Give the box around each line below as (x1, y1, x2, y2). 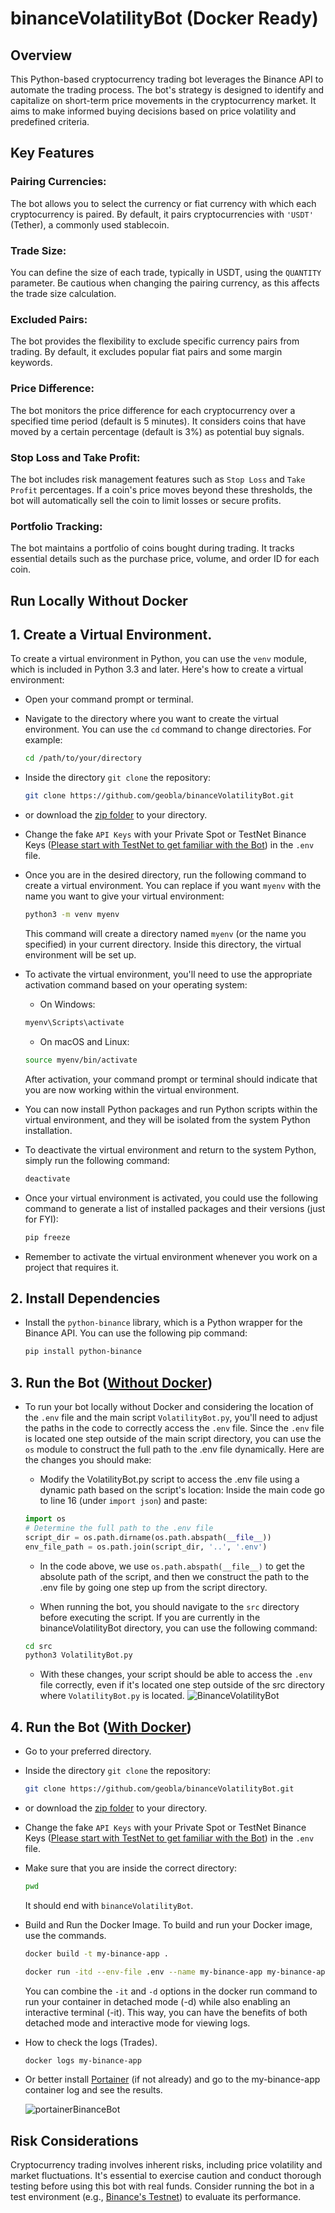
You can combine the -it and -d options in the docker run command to (24, 1985, 318, 1997)
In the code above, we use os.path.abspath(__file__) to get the (39, 1560, 305, 1572)
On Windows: (39, 998, 96, 1010)
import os (24, 1514, 67, 1524)
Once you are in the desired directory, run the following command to (24, 869, 307, 881)
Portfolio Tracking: (10, 519, 103, 533)
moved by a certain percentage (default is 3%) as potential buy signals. (10, 425, 305, 437)
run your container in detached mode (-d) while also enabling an (24, 1995, 291, 2007)
